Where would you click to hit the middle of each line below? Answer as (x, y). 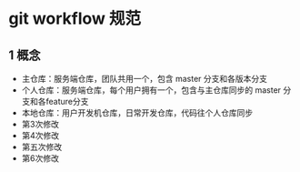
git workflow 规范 (75, 19)
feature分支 (67, 101)
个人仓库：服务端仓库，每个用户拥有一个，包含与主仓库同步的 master (151, 90)
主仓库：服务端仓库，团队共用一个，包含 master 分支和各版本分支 (145, 79)
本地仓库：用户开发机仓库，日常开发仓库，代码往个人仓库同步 (137, 113)
